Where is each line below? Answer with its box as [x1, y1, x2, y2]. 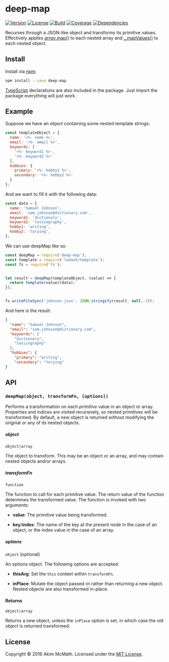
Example [5, 107, 33, 116]
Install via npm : [5, 68, 37, 74]
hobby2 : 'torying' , [10, 229, 51, 234]
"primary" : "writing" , [14, 355, 62, 360]
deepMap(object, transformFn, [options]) [5, 393, 108, 399]
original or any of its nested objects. [5, 420, 80, 426]
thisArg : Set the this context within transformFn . [12, 571, 115, 577]
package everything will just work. [5, 92, 77, 98]
